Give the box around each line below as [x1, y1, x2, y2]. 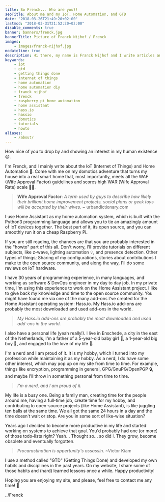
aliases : [5, 131, 23, 136]
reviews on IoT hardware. [5, 265, 56, 271]
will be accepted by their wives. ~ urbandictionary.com [17, 204, 129, 210]
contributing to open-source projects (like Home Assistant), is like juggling [5, 403, 156, 409]
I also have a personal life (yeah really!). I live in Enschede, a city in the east [5, 330, 158, 336]
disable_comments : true [5, 26, 54, 30]
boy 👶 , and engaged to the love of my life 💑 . [5, 341, 94, 347]
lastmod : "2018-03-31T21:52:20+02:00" [5, 21, 84, 26]
